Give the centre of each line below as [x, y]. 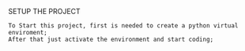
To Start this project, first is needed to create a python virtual [123, 26]
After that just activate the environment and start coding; [111, 39]
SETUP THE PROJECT [44, 11]
